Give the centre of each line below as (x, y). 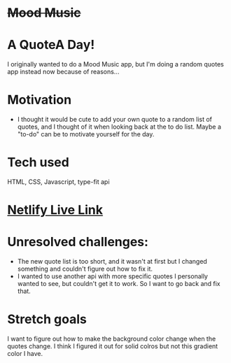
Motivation (40, 100)
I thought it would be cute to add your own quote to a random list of (114, 120)
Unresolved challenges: (78, 242)
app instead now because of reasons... (63, 72)
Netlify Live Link (55, 210)
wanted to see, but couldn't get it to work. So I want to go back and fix (119, 284)
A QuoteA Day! (51, 45)
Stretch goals (47, 319)
